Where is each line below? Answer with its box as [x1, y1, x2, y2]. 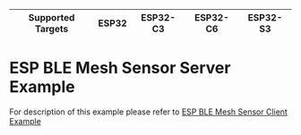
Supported [28, 12, 75, 23]
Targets [34, 22, 69, 35]
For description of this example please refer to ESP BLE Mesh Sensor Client [9, 106, 288, 117]
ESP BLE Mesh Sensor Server [9, 58, 231, 79]
